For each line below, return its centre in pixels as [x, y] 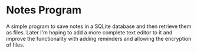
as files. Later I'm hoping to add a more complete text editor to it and [89, 32]
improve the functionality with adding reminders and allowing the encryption [99, 38]
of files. [15, 45]
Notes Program [44, 10]
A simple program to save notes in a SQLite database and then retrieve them [99, 26]
